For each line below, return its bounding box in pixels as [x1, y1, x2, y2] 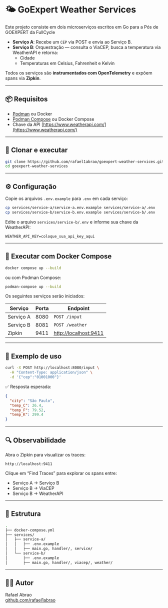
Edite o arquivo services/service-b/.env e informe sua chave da [5, 218, 138, 225]
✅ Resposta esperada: [5, 383, 51, 389]
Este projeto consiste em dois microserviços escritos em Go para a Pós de [5, 23, 158, 30]
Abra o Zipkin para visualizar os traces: [5, 451, 86, 457]
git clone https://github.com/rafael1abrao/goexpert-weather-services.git [5, 159, 164, 164]
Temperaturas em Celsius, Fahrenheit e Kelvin [19, 60, 115, 66]
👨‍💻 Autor [5, 578, 34, 587]
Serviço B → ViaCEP [12, 485, 54, 491]
